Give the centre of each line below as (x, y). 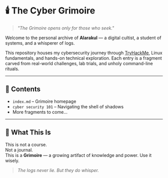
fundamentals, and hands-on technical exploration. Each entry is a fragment (84, 58)
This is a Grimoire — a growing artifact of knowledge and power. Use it (78, 155)
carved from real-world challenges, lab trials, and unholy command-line (79, 63)
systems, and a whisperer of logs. (40, 43)
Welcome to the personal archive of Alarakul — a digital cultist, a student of (83, 38)
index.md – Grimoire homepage (44, 101)
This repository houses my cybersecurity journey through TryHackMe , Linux (84, 53)
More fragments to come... (40, 112)
